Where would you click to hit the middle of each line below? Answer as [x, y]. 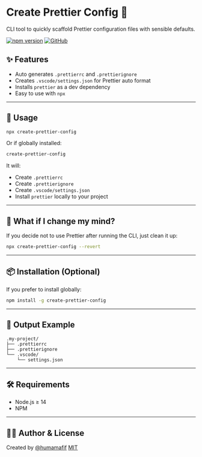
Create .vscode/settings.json [52, 190]
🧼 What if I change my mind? [61, 221]
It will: [14, 166]
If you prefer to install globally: [44, 289]
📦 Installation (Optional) [53, 272]
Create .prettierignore [44, 184]
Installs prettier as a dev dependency [63, 87]
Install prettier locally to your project [61, 197]
